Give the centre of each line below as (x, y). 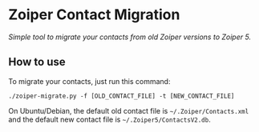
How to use (37, 62)
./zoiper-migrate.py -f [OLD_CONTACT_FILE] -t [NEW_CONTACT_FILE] (121, 96)
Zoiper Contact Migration (94, 15)
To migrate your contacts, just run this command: (89, 81)
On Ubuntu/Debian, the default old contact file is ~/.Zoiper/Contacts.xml (129, 110)
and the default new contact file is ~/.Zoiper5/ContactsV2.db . (109, 119)
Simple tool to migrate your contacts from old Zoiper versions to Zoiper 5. (129, 37)
